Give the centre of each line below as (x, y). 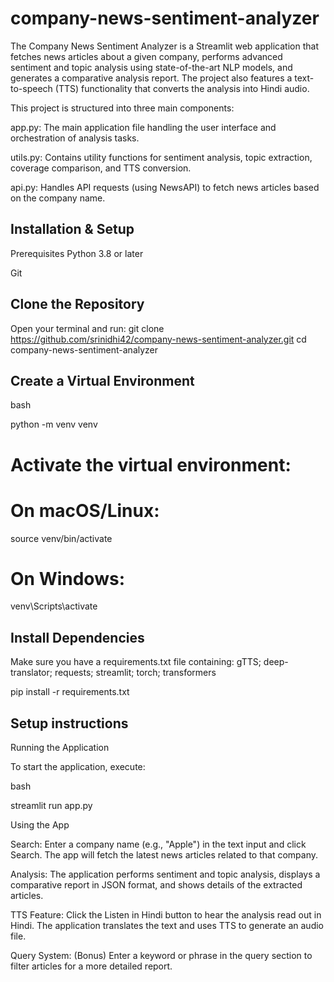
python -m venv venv (54, 424)
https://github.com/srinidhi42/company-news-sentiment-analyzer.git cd (158, 339)
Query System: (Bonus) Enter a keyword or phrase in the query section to (161, 956)
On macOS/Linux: (85, 510)
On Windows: (67, 578)
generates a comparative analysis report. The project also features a (151, 78)
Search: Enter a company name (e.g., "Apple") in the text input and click (158, 844)
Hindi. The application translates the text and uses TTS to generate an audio (167, 926)
